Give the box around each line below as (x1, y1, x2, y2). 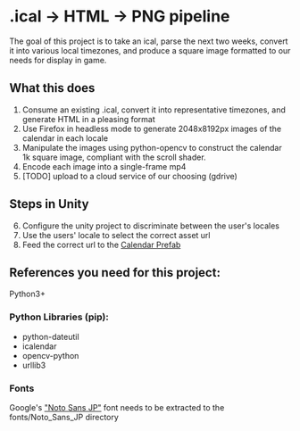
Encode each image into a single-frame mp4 (21, 161, 187, 171)
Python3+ (9, 288, 46, 300)
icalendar (21, 341, 57, 352)
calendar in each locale (21, 132, 109, 144)
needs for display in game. (9, 54, 107, 65)
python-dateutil (21, 331, 79, 342)
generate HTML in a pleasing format (21, 113, 156, 124)
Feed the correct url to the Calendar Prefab (21, 239, 181, 250)
